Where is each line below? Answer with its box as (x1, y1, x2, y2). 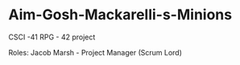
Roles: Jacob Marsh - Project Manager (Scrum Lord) (8, 47, 183, 57)
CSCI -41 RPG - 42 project (8, 32, 96, 42)
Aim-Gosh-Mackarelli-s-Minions (8, 6, 232, 24)
